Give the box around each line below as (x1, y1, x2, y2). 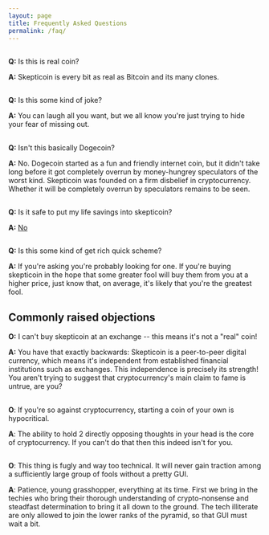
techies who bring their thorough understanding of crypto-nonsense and (8, 493, 249, 503)
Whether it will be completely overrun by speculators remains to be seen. (8, 184, 251, 194)
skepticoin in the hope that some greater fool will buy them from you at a (8, 270, 249, 280)
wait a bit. (8, 519, 41, 529)
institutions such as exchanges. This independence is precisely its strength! (8, 365, 259, 374)
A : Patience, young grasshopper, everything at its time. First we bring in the (8, 484, 259, 494)
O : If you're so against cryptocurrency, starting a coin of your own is (8, 405, 234, 415)
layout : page (8, 11, 52, 20)
